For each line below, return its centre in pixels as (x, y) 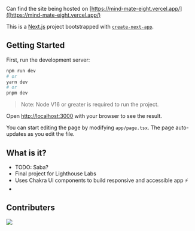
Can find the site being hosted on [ (49, 9)
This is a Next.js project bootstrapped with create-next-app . (80, 27)
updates (16, 134)
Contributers (31, 208)
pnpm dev (17, 93)
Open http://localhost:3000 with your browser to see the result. (84, 116)
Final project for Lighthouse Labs (56, 174)
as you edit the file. (51, 134)
